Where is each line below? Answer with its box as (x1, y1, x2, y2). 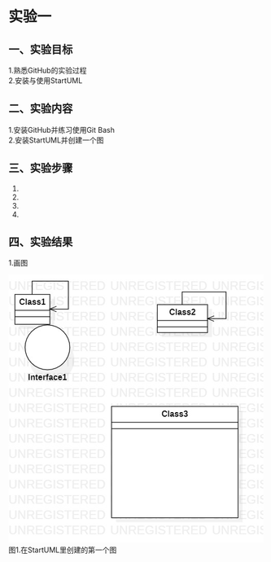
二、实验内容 (8, 102, 73, 116)
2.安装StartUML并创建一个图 (8, 135, 104, 145)
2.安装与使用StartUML (8, 76, 83, 86)
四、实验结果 (8, 235, 73, 249)
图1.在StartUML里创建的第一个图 (8, 545, 117, 555)
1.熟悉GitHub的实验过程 (8, 66, 87, 75)
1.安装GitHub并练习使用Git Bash (8, 125, 116, 134)
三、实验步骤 (8, 161, 73, 175)
